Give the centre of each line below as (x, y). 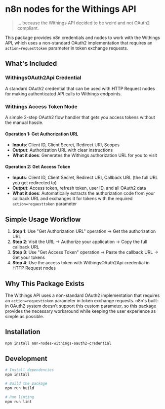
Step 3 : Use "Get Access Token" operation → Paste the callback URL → (85, 252)
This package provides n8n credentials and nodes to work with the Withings (82, 38)
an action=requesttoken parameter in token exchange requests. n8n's (76, 300)
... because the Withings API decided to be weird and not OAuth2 (83, 23)
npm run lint (19, 402)
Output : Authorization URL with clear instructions (62, 150)
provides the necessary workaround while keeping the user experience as (81, 311)
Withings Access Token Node (41, 106)
